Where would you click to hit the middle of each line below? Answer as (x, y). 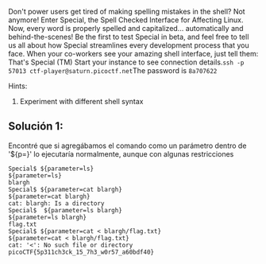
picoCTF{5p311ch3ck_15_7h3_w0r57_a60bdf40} (81, 252)
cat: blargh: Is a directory (56, 203)
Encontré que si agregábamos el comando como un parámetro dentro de (127, 146)
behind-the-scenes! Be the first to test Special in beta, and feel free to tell (129, 37)
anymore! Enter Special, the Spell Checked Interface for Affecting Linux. (126, 20)
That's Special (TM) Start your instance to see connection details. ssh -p (126, 62)
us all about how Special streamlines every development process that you (129, 45)
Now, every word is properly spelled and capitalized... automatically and (126, 28)
